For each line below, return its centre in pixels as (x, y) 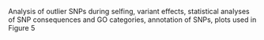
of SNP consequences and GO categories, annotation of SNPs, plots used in (132, 20)
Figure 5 (22, 28)
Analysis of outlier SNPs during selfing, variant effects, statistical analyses (129, 11)
